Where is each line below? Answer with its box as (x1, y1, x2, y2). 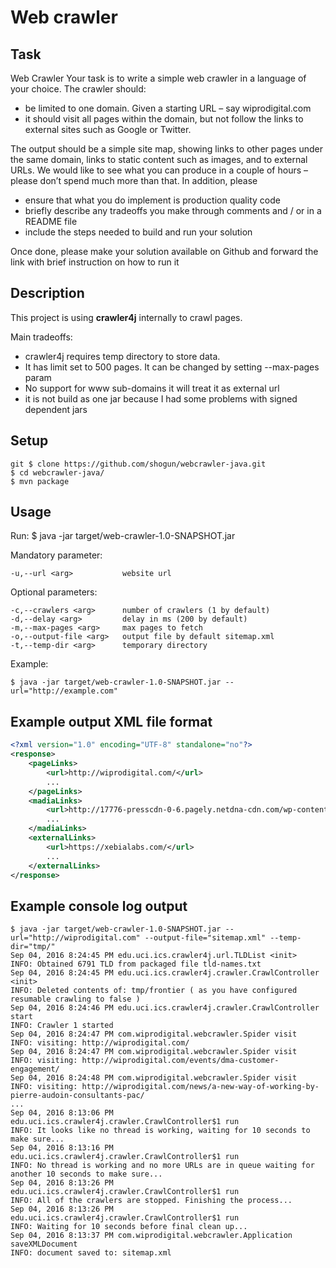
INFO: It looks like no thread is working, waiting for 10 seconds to (10, 1126, 311, 1136)
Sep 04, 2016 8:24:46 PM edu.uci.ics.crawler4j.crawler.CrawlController (10, 1003, 320, 1013)
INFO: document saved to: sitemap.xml (10, 1248, 172, 1258)
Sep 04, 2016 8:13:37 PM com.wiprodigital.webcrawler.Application (10, 1231, 293, 1241)
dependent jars (24, 403, 88, 415)
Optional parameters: (10, 586, 98, 598)
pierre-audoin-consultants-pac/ (10, 1091, 145, 1101)
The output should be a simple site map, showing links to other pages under (10, 143, 323, 155)
